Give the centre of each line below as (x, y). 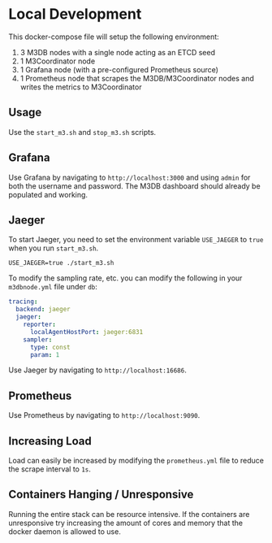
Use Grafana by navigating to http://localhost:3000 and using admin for (130, 177)
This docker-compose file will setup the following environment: (114, 37)
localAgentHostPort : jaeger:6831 (86, 332)
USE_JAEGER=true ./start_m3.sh (61, 263)
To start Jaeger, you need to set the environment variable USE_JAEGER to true (136, 240)
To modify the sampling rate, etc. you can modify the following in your (125, 278)
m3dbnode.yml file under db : (53, 287)
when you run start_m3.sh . (54, 248)
